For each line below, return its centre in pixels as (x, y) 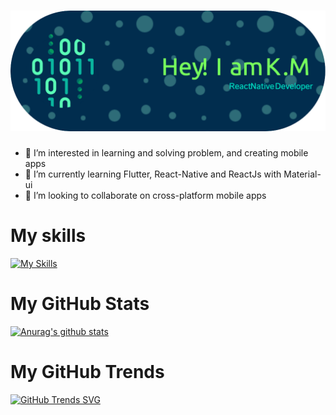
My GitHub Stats (80, 304)
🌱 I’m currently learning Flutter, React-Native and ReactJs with (153, 174)
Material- (302, 174)
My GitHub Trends (87, 371)
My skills (48, 236)
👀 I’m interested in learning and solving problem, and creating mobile (166, 152)
